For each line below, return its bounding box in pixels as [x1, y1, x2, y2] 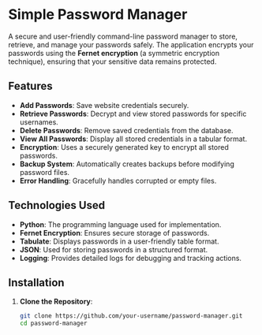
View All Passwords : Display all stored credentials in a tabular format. [19, 134, 247, 143]
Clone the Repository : [19, 297, 93, 307]
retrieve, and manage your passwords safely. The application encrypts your [8, 39, 254, 49]
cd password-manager [19, 319, 88, 328]
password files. [19, 167, 69, 177]
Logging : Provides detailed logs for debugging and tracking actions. [19, 253, 242, 262]
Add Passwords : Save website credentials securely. [19, 100, 189, 110]
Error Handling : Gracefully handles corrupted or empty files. [19, 176, 217, 185]
